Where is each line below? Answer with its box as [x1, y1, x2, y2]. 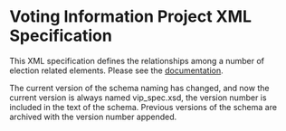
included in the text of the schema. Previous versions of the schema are [9, 101, 278, 112]
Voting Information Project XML [9, 6, 252, 27]
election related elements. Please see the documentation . [9, 65, 224, 76]
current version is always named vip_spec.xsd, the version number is [9, 92, 267, 103]
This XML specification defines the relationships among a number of [9, 55, 265, 66]
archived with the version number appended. [9, 111, 177, 122]
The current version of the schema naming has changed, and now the [9, 82, 270, 93]
